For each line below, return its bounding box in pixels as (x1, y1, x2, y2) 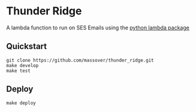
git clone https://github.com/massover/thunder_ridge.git (6, 57, 154, 63)
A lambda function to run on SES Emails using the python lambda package (6, 24, 190, 31)
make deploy (6, 100, 36, 106)
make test (6, 68, 31, 74)
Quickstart (6, 41, 47, 52)
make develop (6, 62, 39, 68)
